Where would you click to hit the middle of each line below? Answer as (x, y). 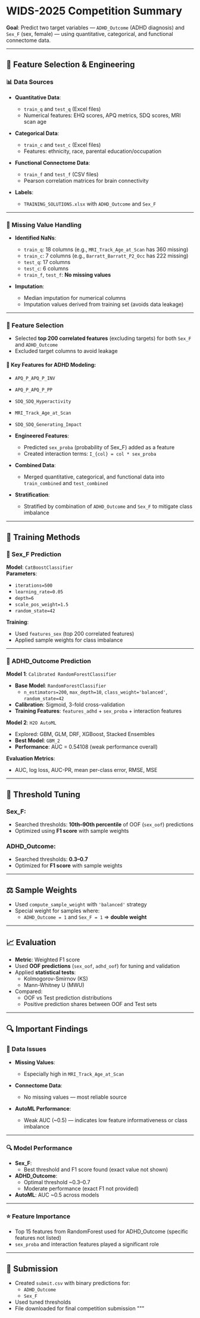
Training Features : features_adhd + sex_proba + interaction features (98, 711)
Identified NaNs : (35, 238)
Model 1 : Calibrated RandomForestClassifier (62, 674)
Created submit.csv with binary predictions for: (73, 1283)
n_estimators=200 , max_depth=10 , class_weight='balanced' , (96, 692)
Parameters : (22, 574)
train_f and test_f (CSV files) (61, 174)
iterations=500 (34, 586)
